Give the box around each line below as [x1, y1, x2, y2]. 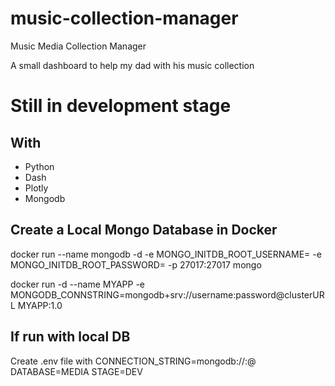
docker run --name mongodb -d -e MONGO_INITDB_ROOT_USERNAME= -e [10, 248, 322, 260]
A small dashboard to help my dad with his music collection [10, 59, 255, 71]
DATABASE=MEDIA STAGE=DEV [10, 365, 143, 377]
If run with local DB [10, 328, 131, 346]
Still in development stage [10, 95, 232, 117]
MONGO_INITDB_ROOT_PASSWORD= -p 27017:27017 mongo [10, 258, 262, 271]
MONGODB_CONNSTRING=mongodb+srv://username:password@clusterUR [10, 288, 325, 301]
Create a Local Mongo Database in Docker [10, 222, 278, 239]
